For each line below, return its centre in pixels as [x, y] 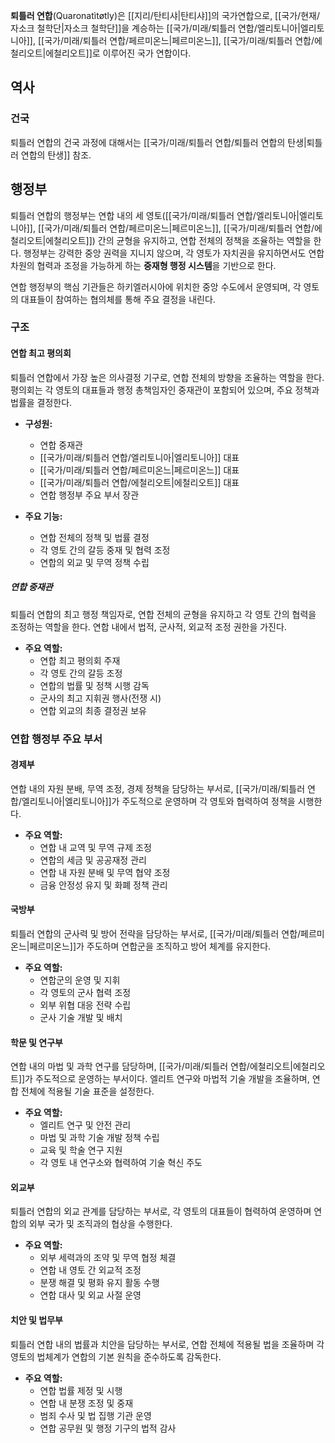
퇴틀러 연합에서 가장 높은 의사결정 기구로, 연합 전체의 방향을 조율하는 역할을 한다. [167, 377]
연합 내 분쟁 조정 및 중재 [86, 1403]
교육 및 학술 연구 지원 [81, 1150]
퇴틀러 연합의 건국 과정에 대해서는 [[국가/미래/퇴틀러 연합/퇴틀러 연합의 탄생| [158, 142]
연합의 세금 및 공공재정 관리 [93, 860]
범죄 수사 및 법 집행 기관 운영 [95, 1415]
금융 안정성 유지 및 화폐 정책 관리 [103, 885]
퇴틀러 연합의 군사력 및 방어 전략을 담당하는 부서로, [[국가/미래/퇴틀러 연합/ [156, 933]
